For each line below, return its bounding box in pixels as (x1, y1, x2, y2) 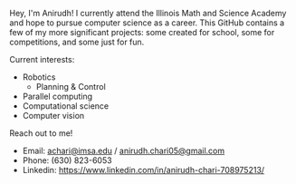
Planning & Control (35, 82, 106, 92)
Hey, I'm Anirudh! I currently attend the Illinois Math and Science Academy (9, 8, 287, 18)
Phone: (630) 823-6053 (22, 155, 112, 166)
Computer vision (22, 111, 85, 121)
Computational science (22, 101, 110, 111)
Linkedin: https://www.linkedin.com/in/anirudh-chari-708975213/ (22, 165, 265, 175)
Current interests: (9, 54, 75, 64)
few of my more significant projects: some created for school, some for (9, 27, 275, 37)
